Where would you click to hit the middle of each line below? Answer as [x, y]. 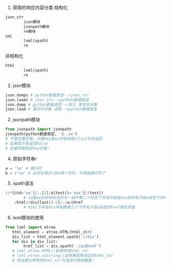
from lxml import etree [31, 227]
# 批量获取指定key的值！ [28, 148]
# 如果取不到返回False [27, 143]
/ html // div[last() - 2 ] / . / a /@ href [49, 203]
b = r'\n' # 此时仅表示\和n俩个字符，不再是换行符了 [55, 173]
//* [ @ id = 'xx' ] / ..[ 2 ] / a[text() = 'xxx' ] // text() [54, 193]
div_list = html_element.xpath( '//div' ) [55, 237]
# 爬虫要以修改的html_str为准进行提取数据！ [54, 260]
